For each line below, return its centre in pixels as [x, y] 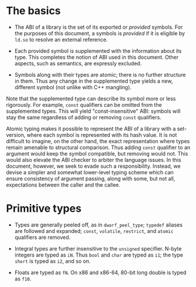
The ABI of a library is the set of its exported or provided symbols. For [99, 27]
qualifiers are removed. [42, 237]
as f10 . [23, 278]
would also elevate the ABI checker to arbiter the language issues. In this [94, 160]
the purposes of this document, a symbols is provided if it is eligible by [100, 33]
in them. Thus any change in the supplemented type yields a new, [94, 81]
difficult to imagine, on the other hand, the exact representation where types [98, 141]
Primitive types [44, 209]
